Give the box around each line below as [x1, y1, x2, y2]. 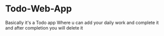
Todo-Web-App [5, 3, 72, 14]
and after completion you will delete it [5, 24, 83, 30]
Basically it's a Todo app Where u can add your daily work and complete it [5, 19, 159, 25]
